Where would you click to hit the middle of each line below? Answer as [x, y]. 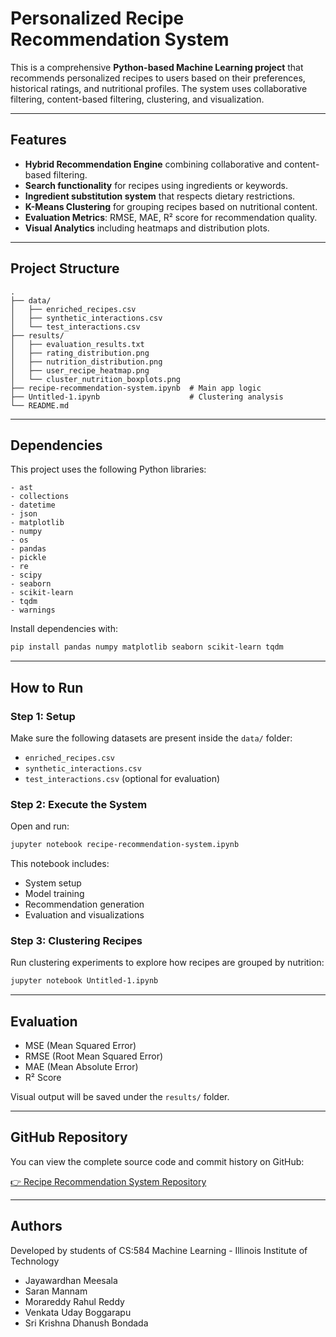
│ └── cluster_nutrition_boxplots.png [96, 379]
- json [24, 514]
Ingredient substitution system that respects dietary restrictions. [160, 196]
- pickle [28, 558]
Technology [35, 1261]
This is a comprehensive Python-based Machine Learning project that [157, 67]
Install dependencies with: [64, 629]
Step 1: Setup [43, 716]
